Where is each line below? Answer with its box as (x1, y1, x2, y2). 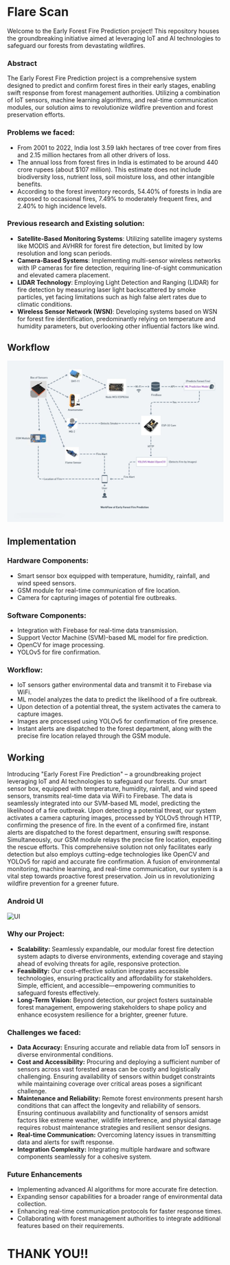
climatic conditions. (16, 300, 73, 308)
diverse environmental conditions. (16, 1051, 113, 1059)
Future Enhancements (7, 1170, 82, 1179)
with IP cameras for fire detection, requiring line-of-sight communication (16, 264, 222, 272)
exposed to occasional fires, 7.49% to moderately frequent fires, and (16, 194, 212, 202)
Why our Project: (7, 929, 65, 939)
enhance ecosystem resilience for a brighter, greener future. (16, 1010, 188, 1019)
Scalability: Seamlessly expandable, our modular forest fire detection (16, 944, 214, 953)
